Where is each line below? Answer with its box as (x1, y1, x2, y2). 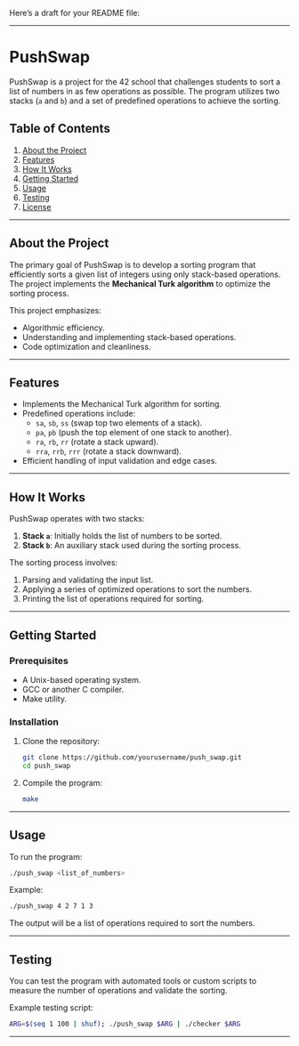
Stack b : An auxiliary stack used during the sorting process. (21, 540, 242, 551)
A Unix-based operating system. (21, 674, 141, 685)
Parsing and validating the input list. (21, 574, 154, 586)
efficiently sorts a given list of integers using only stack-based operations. (9, 269, 281, 280)
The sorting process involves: (9, 557, 118, 568)
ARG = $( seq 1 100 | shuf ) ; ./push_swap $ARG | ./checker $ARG (9, 1019, 241, 1029)
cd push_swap (21, 761, 71, 771)
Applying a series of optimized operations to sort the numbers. (21, 584, 253, 595)
